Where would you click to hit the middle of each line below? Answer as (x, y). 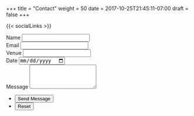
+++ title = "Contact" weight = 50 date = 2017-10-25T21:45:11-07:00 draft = (97, 8)
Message (17, 87)
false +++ (18, 15)
